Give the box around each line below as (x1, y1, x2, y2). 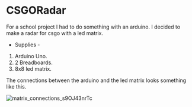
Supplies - (14, 41, 40, 48)
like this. (6, 83, 27, 90)
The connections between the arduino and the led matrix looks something (6, 77, 187, 84)
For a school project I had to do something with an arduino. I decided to (6, 23, 181, 30)
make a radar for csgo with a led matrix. (6, 29, 104, 36)
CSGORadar (6, 4, 66, 17)
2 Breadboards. (14, 59, 53, 66)
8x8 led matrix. (14, 65, 52, 72)
